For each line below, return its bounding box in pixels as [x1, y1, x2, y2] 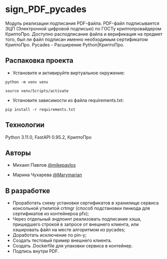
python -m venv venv [5, 79, 49, 84]
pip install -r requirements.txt [5, 107, 76, 112]
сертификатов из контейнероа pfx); [12, 211, 89, 217]
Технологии [5, 121, 44, 129]
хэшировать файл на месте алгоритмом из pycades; [12, 227, 126, 233]
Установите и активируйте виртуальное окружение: [12, 70, 125, 76]
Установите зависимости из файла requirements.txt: [12, 97, 124, 103]
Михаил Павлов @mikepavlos [12, 162, 76, 168]
